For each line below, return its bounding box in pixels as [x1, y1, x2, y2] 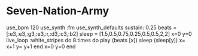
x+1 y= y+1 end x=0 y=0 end [6, 43, 76, 50]
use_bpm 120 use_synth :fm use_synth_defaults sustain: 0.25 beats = [6, 24, 177, 31]
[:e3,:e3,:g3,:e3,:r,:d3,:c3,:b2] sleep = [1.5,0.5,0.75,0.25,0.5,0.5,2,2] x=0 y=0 [6, 30, 193, 37]
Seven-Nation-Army [6, 4, 109, 18]
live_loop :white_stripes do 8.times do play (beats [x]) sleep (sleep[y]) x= [6, 36, 185, 43]
